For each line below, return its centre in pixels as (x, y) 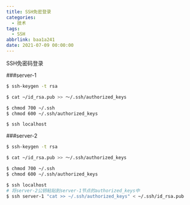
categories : (21, 17)
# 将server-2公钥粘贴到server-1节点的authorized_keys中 (73, 191)
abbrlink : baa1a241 (31, 40)
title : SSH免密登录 (29, 12)
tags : (13, 29)
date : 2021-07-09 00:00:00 (40, 46)
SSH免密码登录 (25, 63)
